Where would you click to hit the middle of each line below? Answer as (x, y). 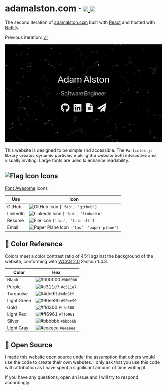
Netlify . (12, 27)
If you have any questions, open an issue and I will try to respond (72, 377)
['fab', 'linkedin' (83, 214)
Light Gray (18, 328)
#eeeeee (67, 328)
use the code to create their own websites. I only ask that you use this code (83, 362)
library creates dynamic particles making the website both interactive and (80, 155)
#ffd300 (66, 308)
